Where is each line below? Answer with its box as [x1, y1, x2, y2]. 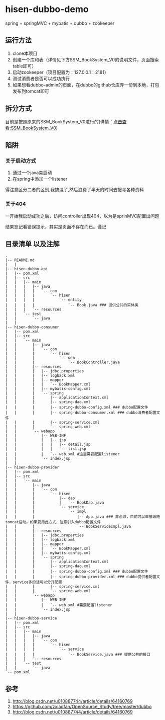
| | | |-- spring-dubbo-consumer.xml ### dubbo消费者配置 [5, 410, 156, 416]
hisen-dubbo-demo [5, 4, 89, 15]
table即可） [12, 63, 37, 69]
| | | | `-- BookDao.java [5, 500, 104, 505]
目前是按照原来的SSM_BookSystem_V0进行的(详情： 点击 [5, 118, 122, 124]
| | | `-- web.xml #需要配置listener [5, 603, 113, 608]
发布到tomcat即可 [12, 88, 49, 94]
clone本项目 [12, 50, 38, 56]
